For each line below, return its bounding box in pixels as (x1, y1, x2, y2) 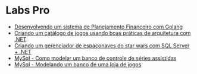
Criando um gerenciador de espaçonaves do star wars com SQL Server (14, 42, 190, 49)
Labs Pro (5, 4, 50, 17)
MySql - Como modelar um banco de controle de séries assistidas (14, 54, 177, 62)
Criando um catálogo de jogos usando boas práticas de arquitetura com (14, 29, 191, 36)
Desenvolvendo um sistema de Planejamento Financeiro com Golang (14, 23, 183, 30)
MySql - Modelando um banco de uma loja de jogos (14, 60, 142, 68)
